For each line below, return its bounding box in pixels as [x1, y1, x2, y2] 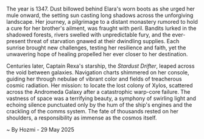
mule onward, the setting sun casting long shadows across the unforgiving [6, 12, 194, 19]
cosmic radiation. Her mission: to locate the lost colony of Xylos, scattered [6, 82, 193, 89]
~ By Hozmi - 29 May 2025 [6, 126, 74, 133]
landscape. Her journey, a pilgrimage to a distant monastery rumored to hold [6, 18, 198, 25]
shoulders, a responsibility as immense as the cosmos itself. [6, 114, 157, 121]
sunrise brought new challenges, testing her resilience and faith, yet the [6, 44, 186, 51]
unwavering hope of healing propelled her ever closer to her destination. [6, 51, 188, 57]
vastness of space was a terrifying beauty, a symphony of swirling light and [6, 94, 197, 102]
